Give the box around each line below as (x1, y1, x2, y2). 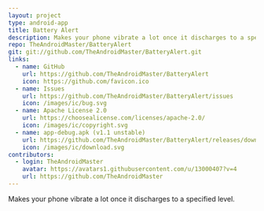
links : (8, 56, 30, 64)
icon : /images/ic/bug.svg (22, 99, 108, 107)
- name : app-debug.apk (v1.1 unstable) (15, 128, 146, 136)
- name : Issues (15, 84, 65, 93)
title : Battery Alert (8, 26, 79, 34)
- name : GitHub (15, 63, 65, 71)
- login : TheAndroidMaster (15, 158, 104, 166)
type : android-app (8, 19, 68, 27)
